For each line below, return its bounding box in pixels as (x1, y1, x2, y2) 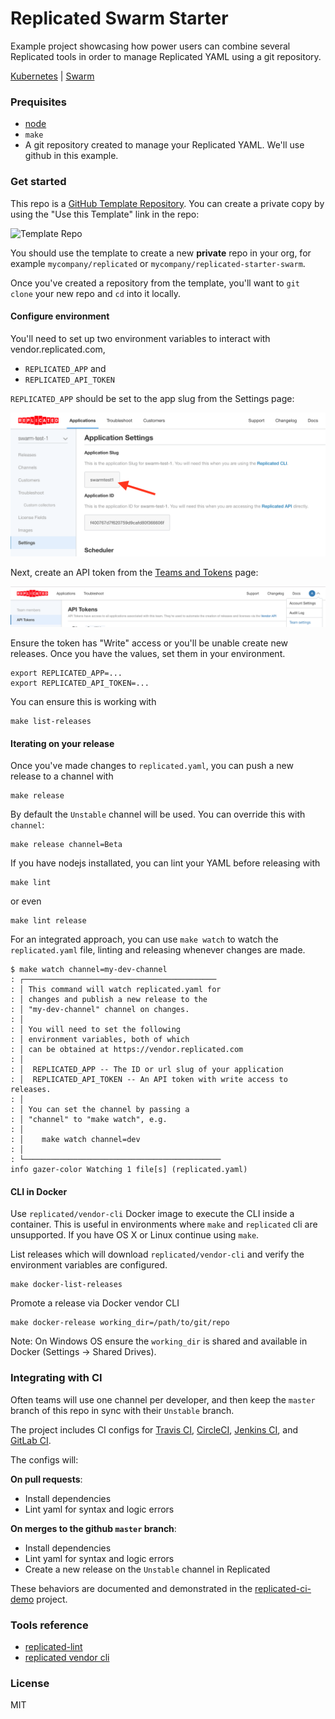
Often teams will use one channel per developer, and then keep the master (10, 1393, 316, 1406)
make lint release (10, 916, 87, 926)
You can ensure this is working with (10, 696, 157, 708)
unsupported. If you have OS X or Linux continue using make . (10, 1229, 260, 1241)
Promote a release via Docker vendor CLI (10, 1297, 180, 1309)
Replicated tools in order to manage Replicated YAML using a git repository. (10, 50, 322, 62)
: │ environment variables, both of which (10, 1035, 190, 1045)
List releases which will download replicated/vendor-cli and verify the (10, 1248, 305, 1261)
